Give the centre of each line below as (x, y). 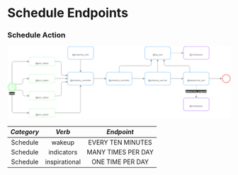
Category (25, 132)
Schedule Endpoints (68, 13)
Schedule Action (36, 35)
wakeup (63, 142)
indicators (63, 152)
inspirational (63, 162)
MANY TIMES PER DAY (120, 152)
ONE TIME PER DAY (120, 162)
